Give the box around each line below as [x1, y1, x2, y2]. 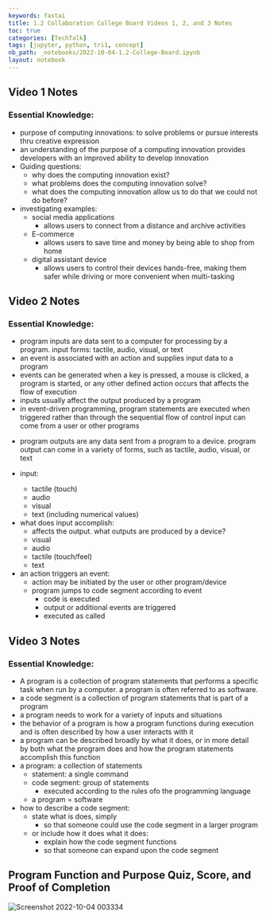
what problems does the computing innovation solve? [31, 178, 207, 188]
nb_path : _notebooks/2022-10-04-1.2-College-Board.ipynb [8, 49, 201, 57]
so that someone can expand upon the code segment [43, 845, 219, 854]
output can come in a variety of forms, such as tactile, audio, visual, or [19, 445, 251, 455]
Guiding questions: [19, 161, 82, 171]
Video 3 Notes [8, 634, 81, 647]
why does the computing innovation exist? [31, 170, 170, 179]
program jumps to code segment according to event [31, 586, 202, 596]
